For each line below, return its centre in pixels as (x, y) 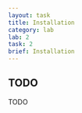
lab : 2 (19, 37)
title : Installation (42, 23)
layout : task (29, 15)
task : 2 (21, 44)
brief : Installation (42, 51)
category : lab (31, 30)
